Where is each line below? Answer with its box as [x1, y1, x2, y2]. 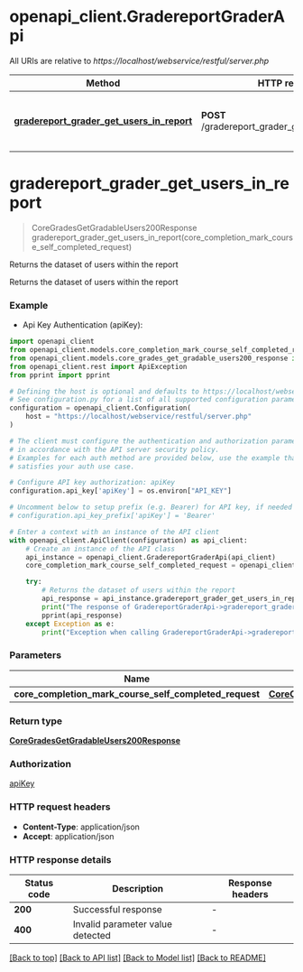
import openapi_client [9, 337, 95, 347]
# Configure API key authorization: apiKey [9, 478, 176, 487]
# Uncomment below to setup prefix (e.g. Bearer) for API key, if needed [9, 503, 293, 512]
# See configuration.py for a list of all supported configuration [9, 395, 269, 404]
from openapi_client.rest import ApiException [9, 362, 188, 371]
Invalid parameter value [72, 918, 173, 930]
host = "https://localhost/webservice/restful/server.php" [25, 412, 252, 421]
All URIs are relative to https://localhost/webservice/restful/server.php [9, 55, 270, 66]
